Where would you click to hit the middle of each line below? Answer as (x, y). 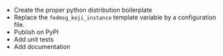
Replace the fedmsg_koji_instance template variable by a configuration (115, 17)
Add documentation (42, 47)
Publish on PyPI (36, 32)
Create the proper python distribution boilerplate (83, 10)
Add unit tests (34, 39)
